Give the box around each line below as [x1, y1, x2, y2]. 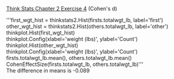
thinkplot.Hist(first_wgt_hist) [6, 29, 76, 36]
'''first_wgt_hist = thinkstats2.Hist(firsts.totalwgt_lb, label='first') [6, 17, 164, 23]
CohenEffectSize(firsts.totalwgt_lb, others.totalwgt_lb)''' [6, 61, 144, 68]
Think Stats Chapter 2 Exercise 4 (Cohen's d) [6, 5, 117, 12]
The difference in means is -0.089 [6, 67, 90, 74]
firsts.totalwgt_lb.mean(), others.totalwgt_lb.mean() [6, 55, 132, 61]
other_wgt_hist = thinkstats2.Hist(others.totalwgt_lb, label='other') [6, 23, 169, 30]
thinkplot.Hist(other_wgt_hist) [6, 42, 79, 49]
